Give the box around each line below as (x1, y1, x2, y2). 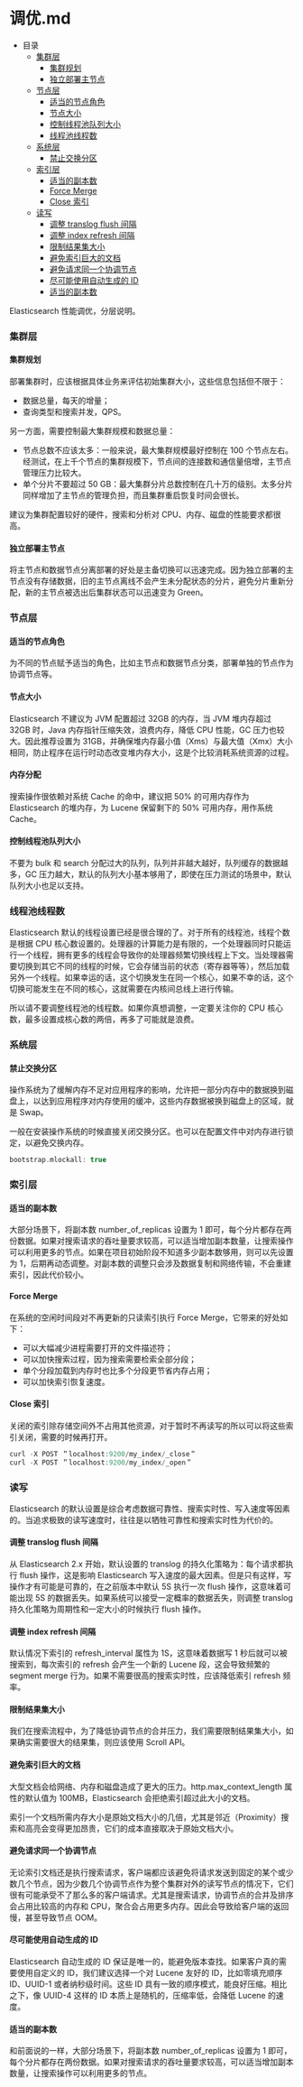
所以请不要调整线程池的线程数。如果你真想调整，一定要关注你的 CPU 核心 (9, 1002, 284, 1013)
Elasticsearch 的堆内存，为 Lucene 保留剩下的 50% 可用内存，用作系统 (9, 802, 273, 813)
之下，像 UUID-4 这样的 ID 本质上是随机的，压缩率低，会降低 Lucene (9, 1990, 266, 2001)
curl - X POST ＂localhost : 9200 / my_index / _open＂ (9, 1458, 193, 1467)
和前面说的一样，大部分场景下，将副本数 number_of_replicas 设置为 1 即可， (9, 2045, 292, 2056)
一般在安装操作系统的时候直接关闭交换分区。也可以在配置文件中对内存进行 (9, 1126, 286, 1137)
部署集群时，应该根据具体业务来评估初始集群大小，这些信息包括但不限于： (9, 376, 286, 387)
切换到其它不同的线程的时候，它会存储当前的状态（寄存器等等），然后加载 (16, 961, 290, 972)
